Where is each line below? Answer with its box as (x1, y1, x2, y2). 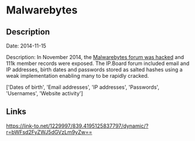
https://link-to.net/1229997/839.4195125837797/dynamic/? (6, 122, 149, 129)
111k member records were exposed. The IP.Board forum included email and (6, 60, 190, 67)
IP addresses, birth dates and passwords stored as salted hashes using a (6, 66, 183, 73)
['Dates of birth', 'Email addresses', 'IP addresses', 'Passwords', (6, 84, 160, 91)
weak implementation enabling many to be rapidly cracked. (6, 73, 149, 79)
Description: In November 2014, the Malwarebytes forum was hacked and (6, 54, 184, 60)
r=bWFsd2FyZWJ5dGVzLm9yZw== (6, 128, 93, 135)
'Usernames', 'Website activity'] (6, 90, 83, 97)
